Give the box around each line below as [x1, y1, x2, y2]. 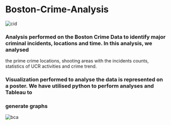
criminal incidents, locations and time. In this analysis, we [5, 39, 153, 47]
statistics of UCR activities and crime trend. [5, 63, 97, 70]
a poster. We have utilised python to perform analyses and [5, 82, 154, 90]
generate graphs [5, 102, 48, 110]
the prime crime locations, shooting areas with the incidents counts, [5, 58, 149, 64]
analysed [5, 46, 29, 53]
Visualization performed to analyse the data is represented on [5, 76, 163, 83]
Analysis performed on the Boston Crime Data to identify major [5, 33, 166, 40]
